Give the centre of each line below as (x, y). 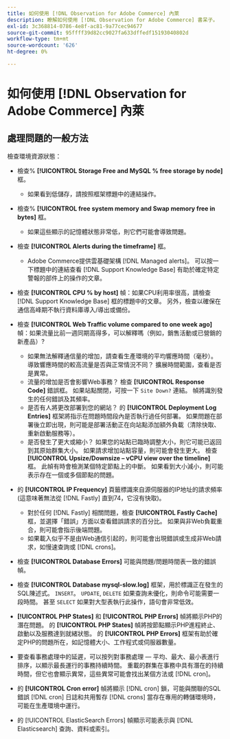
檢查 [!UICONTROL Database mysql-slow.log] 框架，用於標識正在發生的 (120, 585)
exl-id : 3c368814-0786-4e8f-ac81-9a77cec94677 (75, 26)
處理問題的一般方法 (48, 138)
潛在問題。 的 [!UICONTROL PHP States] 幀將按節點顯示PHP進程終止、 (118, 624)
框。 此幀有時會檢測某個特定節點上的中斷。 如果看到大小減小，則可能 (125, 466)
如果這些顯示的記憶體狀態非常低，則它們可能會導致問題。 (108, 231)
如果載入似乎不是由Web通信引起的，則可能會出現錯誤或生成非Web (122, 538)
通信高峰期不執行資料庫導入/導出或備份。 (75, 309)
